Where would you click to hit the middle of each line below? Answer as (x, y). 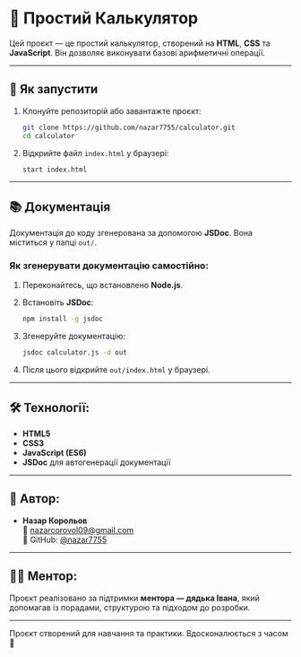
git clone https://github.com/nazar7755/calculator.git (129, 127)
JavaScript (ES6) (54, 453)
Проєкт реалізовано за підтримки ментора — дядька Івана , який (134, 598)
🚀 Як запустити (54, 89)
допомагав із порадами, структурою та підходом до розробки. (130, 607)
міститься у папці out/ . (53, 242)
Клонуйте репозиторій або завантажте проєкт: (112, 110)
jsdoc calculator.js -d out (74, 353)
